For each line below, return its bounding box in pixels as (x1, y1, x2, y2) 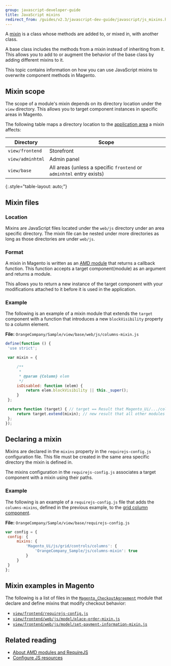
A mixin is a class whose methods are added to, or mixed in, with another (5, 31, 159, 37)
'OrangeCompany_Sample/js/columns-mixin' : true (35, 548, 138, 553)
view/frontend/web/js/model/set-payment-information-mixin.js (12, 622, 148, 627)
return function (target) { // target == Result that (7, 407, 124, 412)
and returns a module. (5, 271, 52, 277)
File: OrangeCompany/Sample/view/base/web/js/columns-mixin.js (5, 331, 139, 337)
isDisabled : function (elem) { (16, 383, 83, 388)
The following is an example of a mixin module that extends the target (5, 310, 153, 316)
